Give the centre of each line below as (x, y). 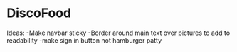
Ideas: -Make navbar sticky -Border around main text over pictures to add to (118, 33)
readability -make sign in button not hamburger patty (84, 40)
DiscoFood (39, 13)
